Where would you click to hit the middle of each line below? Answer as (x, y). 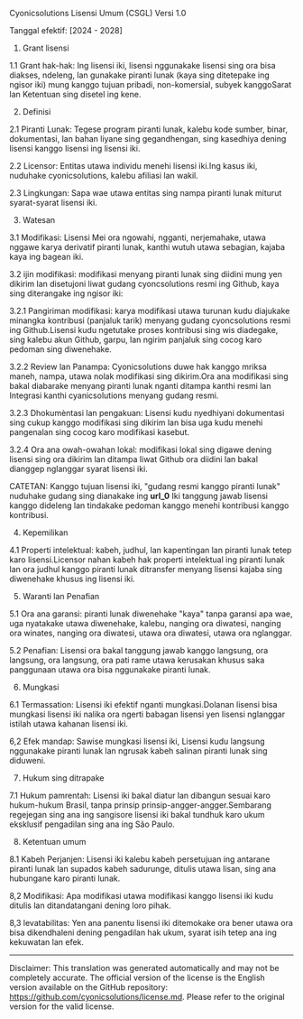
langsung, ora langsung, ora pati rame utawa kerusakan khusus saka (137, 660)
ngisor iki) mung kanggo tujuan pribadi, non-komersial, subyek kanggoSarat (151, 84)
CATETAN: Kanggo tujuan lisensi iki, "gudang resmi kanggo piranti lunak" (145, 486)
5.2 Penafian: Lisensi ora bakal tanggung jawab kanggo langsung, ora (139, 650)
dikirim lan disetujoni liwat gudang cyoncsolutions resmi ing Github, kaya (144, 284)
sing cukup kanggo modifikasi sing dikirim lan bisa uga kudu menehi (136, 422)
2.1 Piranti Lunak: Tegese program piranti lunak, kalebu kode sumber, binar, (149, 129)
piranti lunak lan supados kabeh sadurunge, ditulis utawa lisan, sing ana (143, 869)
